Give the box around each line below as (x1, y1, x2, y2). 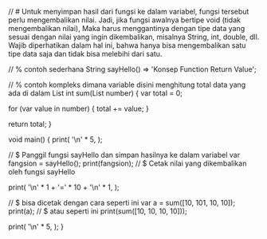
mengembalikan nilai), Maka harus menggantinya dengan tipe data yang (8, 24, 245, 33)
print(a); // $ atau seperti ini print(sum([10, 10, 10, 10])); (8, 206, 187, 216)
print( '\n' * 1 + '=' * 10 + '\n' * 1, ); (8, 182, 120, 192)
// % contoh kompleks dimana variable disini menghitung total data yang (8, 80, 246, 89)
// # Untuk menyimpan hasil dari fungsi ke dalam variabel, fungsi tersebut (8, 7, 249, 16)
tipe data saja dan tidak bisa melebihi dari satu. (8, 49, 163, 58)
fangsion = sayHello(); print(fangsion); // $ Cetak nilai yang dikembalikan (8, 159, 247, 168)
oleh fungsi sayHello (8, 167, 76, 176)
